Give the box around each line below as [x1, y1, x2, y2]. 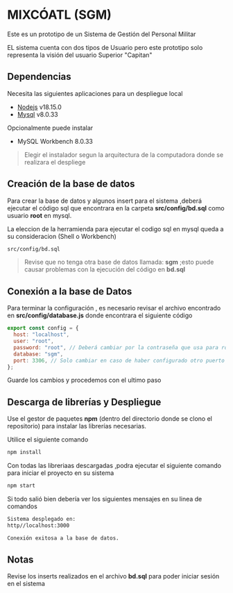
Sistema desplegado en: [7, 515, 76, 522]
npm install [7, 449, 42, 456]
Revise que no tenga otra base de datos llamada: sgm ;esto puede [24, 258, 214, 267]
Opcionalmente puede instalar [7, 124, 94, 132]
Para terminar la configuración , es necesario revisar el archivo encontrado [7, 304, 221, 312]
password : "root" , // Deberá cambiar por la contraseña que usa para [13, 344, 218, 351]
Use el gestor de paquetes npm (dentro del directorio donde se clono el [7, 415, 213, 423]
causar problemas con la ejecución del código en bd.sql [24, 265, 186, 274]
